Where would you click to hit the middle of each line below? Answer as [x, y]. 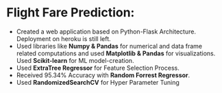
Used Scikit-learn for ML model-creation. [75, 60]
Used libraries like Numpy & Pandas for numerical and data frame [109, 46]
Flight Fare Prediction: [71, 13]
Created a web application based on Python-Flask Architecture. [106, 31]
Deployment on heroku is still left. [63, 38]
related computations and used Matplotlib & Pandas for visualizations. [116, 53]
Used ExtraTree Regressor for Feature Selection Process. [98, 68]
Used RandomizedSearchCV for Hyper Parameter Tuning [98, 82]
